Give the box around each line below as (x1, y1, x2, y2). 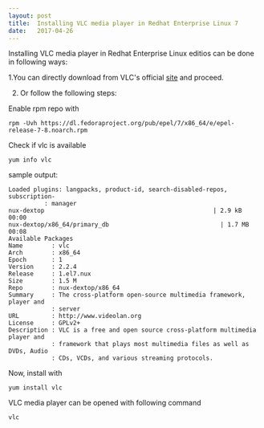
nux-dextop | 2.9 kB (8, 206, 242, 215)
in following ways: (8, 57, 68, 67)
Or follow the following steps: (19, 88, 117, 98)
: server (51, 305, 81, 313)
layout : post (8, 11, 52, 20)
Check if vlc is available (8, 141, 87, 150)
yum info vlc (8, 156, 52, 165)
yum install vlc (8, 384, 63, 392)
